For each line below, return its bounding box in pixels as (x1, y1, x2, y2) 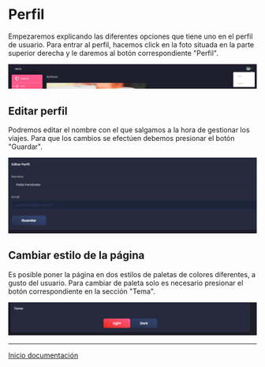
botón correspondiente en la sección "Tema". (8, 286, 155, 296)
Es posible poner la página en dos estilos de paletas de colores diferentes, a (8, 269, 256, 279)
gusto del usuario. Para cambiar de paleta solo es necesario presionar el (8, 278, 244, 287)
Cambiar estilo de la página (8, 249, 145, 262)
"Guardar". (8, 142, 43, 151)
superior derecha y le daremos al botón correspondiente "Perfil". (8, 48, 218, 57)
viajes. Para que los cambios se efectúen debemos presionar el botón (8, 134, 235, 143)
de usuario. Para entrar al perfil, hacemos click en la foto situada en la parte (8, 39, 255, 49)
